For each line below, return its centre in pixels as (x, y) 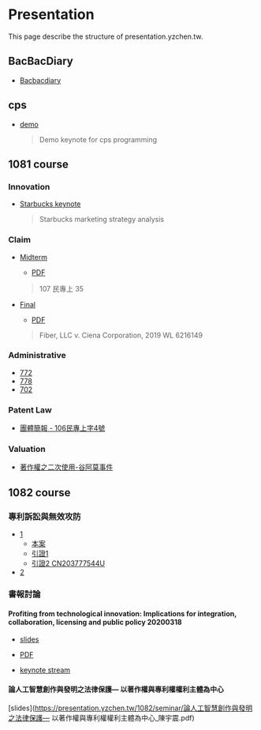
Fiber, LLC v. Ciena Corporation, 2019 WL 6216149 (121, 335)
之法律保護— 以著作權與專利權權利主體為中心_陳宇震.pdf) (101, 718)
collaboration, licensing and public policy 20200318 (95, 622)
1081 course (39, 164)
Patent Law (30, 410)
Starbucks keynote (50, 204)
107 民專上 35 (62, 288)
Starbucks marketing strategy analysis (101, 220)
